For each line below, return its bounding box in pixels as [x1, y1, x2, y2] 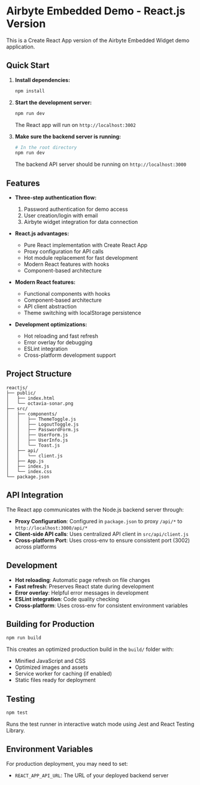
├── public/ [6, 390, 36, 396]
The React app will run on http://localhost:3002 [14, 121, 136, 128]
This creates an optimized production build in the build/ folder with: [6, 645, 174, 653]
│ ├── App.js [6, 458, 44, 464]
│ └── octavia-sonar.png [6, 400, 74, 407]
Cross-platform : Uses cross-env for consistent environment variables [14, 602, 188, 609]
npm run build [6, 635, 42, 641]
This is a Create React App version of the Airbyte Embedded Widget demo [6, 37, 190, 44]
